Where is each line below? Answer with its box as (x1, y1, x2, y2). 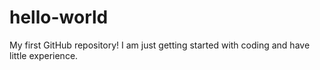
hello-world (9, 6, 109, 29)
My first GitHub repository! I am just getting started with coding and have (9, 39, 311, 51)
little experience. (9, 49, 79, 61)
